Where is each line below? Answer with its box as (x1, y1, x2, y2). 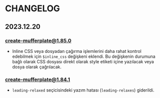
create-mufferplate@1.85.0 (5, 37, 72, 44)
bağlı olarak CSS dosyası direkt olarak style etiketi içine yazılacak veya (12, 58, 154, 64)
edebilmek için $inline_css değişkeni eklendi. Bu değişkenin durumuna (12, 53, 156, 59)
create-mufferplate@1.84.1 (5, 76, 70, 83)
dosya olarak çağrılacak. (12, 64, 62, 70)
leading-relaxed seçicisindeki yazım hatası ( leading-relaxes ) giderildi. (12, 87, 155, 93)
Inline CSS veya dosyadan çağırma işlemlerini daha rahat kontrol (12, 48, 141, 54)
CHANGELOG (5, 3, 60, 14)
